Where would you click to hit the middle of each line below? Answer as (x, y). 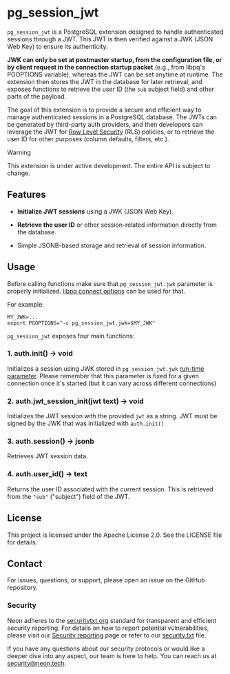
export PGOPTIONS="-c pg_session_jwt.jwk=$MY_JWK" (81, 323)
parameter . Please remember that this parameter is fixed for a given (103, 376)
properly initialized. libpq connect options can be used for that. (96, 291)
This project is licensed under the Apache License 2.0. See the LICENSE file (115, 535)
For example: (26, 304)
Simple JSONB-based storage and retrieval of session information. (112, 245)
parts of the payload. (37, 96)
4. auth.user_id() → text (47, 474)
